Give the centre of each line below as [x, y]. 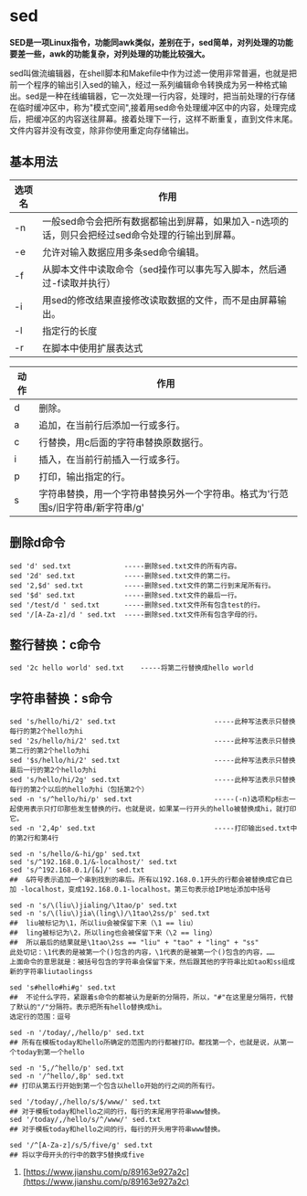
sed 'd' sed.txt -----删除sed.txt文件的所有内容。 [126, 566]
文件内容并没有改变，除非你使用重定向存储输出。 [101, 130]
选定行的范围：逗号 [40, 1017]
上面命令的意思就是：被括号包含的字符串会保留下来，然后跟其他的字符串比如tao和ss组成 [152, 962]
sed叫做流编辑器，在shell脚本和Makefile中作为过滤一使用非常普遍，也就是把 [153, 73]
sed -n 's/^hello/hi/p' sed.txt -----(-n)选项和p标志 [149, 799]
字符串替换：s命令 [61, 699]
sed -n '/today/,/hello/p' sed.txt [77, 1033]
